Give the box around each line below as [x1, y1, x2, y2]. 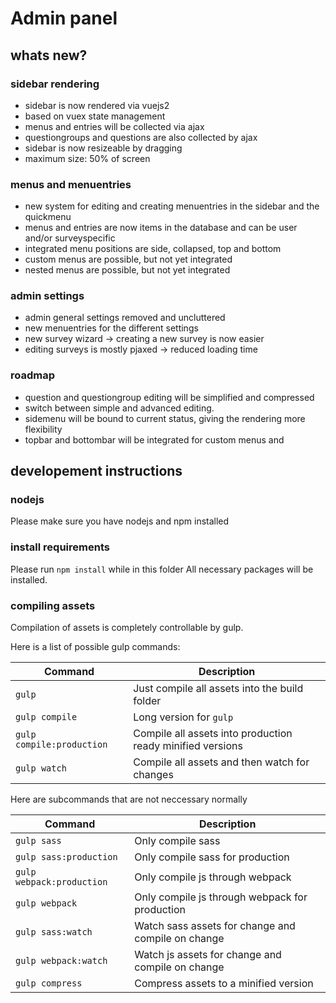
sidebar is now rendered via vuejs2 [24, 99, 170, 111]
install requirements [10, 540, 110, 554]
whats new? [10, 47, 88, 64]
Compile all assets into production [133, 727, 293, 741]
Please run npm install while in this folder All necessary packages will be [10, 563, 314, 575]
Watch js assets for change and [134, 948, 282, 962]
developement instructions [10, 463, 183, 480]
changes [133, 768, 174, 782]
